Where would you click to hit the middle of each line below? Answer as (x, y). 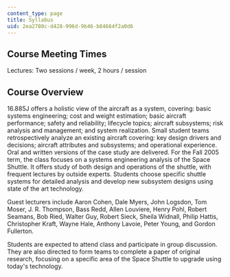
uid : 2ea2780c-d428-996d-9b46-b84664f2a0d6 (70, 26)
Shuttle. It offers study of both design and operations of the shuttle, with (109, 167)
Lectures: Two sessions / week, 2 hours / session (77, 71)
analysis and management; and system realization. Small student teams (108, 130)
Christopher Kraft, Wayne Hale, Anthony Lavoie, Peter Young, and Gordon (111, 224)
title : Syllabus (30, 20)
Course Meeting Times (57, 54)
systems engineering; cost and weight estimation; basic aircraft (97, 116)
